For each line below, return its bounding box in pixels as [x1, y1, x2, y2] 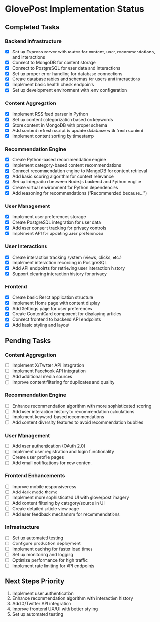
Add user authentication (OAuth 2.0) [12, 443, 86, 449]
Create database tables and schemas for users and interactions [12, 76, 140, 82]
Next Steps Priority [5, 577, 65, 586]
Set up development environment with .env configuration [12, 87, 127, 93]
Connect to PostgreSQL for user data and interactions [12, 65, 121, 71]
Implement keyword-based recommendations [12, 414, 104, 420]
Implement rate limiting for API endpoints [12, 563, 95, 569]
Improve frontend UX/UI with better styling [12, 606, 98, 612]
